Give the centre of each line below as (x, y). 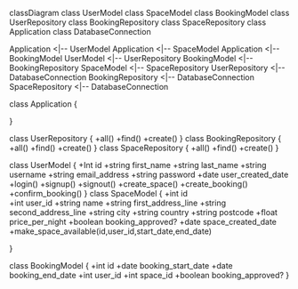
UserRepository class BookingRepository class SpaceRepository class (138, 22)
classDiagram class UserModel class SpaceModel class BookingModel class (149, 13)
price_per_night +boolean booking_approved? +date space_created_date (143, 222)
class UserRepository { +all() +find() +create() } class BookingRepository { (145, 138)
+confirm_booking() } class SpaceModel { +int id (99, 193)
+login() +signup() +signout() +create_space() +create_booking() (129, 184)
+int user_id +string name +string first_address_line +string (118, 203)
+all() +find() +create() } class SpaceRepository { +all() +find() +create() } (144, 148)
